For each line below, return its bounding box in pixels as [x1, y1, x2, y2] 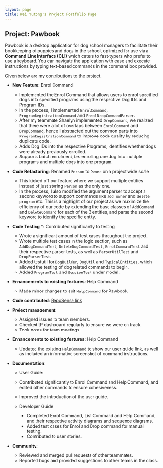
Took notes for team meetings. [19, 327, 81, 333]
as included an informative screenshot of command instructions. [19, 351, 149, 357]
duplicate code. [19, 138, 51, 144]
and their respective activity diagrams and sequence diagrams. [26, 418, 153, 424]
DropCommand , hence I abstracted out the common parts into [19, 128, 138, 134]
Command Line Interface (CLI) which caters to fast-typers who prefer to [5, 53, 151, 59]
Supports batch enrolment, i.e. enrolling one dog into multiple [19, 154, 143, 160]
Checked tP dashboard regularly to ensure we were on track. [19, 322, 142, 328]
